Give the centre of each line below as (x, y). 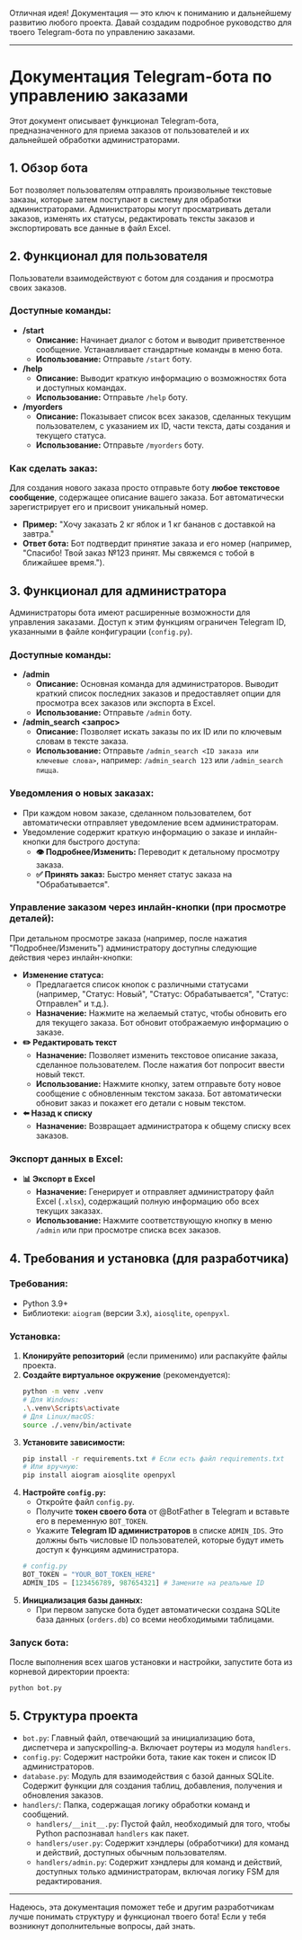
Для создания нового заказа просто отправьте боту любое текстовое (145, 488)
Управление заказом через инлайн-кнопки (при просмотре (148, 907)
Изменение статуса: (63, 974)
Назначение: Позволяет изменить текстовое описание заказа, (157, 1055)
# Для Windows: (51, 1400)
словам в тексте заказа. (82, 742)
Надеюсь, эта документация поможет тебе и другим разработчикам (142, 1907)
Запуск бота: (39, 1642)
